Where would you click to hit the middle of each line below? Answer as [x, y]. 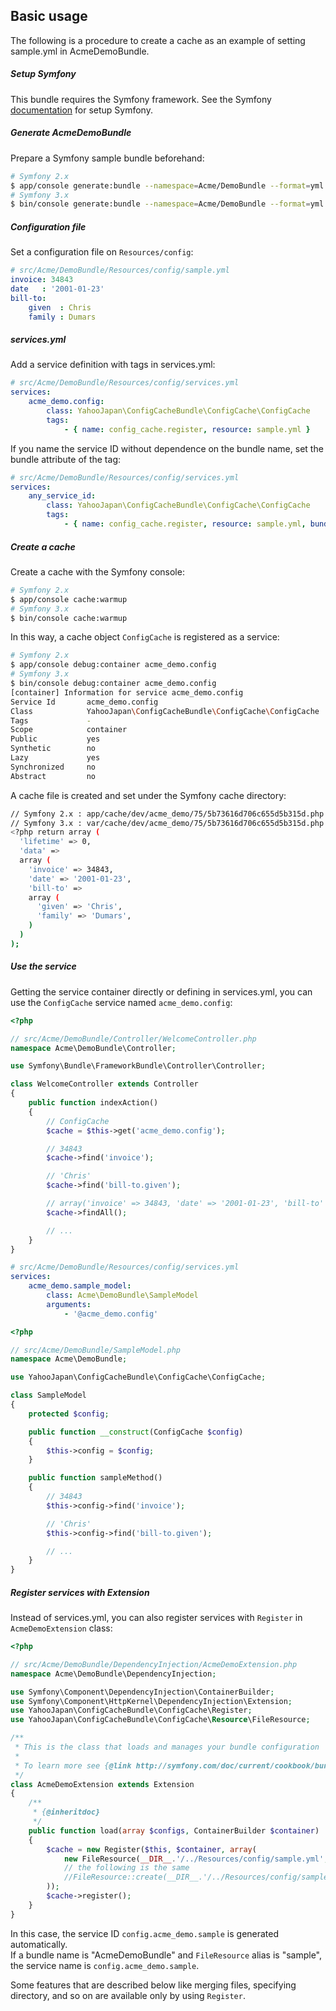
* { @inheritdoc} [66, 1812]
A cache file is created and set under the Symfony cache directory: [148, 795]
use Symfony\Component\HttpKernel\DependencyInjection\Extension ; [151, 1701]
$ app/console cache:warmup [69, 599]
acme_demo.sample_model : [80, 1286]
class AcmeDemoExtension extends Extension [102, 1784]
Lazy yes [55, 758]
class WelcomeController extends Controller [104, 1084]
